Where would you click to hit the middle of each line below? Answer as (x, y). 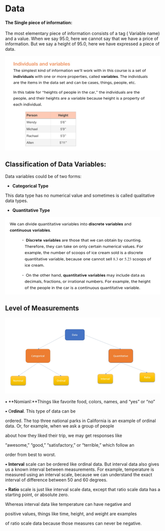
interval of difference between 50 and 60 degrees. (56, 480)
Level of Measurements (42, 308)
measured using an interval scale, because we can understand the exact (79, 474)
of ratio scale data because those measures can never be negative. (73, 523)
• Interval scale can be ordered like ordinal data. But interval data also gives (82, 464)
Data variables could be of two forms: (43, 176)
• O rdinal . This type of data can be (40, 411)
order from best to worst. (31, 455)
